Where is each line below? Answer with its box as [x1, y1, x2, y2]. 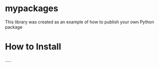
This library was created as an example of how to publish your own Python [5, 19, 154, 25]
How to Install [5, 41, 62, 52]
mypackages [5, 3, 59, 14]
